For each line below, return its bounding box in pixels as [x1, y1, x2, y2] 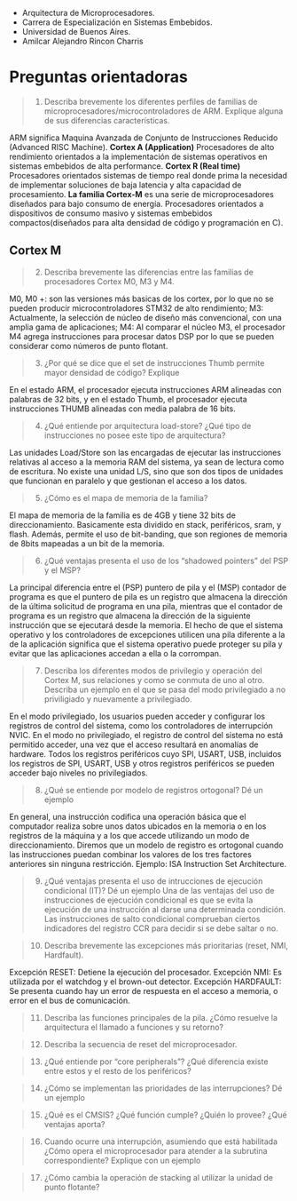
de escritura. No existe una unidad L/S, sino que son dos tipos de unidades [9, 465, 284, 476]
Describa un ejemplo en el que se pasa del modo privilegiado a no [43, 684, 286, 695]
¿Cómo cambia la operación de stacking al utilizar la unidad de [43, 1172, 273, 1182]
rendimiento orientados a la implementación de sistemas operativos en [9, 151, 268, 162]
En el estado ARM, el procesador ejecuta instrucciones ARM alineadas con [9, 384, 282, 394]
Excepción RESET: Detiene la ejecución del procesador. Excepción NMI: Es [9, 966, 282, 977]
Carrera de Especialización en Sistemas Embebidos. [21, 17, 213, 28]
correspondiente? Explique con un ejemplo [43, 1155, 201, 1165]
